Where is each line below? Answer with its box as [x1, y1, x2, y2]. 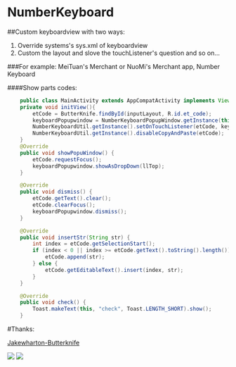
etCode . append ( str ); [44, 254, 105, 261]
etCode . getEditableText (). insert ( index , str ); [44, 266, 184, 273]
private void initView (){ [20, 104, 96, 111]
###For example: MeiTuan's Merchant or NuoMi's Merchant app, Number [7, 62, 220, 70]
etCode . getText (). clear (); [32, 195, 112, 202]
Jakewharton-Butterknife [7, 339, 80, 347]
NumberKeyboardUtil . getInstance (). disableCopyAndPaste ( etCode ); [32, 130, 225, 137]
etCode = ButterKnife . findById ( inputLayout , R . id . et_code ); [32, 110, 212, 117]
